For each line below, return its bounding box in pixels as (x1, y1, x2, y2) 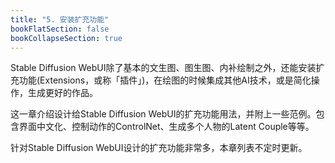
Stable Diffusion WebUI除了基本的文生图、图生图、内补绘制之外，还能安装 (10, 62, 317, 74)
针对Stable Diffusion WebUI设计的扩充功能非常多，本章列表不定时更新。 (10, 142, 308, 154)
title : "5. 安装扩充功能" (10, 14, 110, 25)
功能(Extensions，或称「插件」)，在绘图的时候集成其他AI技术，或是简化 (18, 74, 312, 86)
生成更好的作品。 (27, 87, 98, 99)
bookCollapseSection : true (10, 33, 123, 43)
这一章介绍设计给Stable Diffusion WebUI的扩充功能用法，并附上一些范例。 (10, 108, 317, 120)
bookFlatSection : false (10, 24, 110, 34)
